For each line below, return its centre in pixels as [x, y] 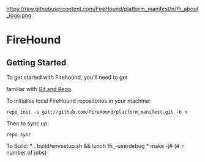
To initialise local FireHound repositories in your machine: [79, 101]
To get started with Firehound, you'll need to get [67, 77]
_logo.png [19, 15]
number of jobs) [27, 153]
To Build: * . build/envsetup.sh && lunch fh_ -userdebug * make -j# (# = [95, 146]
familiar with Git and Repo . [39, 89]
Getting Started [36, 63]
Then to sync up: [28, 123]
